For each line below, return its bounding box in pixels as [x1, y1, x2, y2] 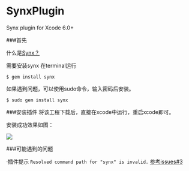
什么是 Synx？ [6, 49, 40, 56]
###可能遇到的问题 [6, 145, 53, 152]
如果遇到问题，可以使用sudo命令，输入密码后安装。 [6, 85, 134, 92]
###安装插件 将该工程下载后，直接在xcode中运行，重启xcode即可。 [6, 108, 175, 115]
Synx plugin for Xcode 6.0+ [6, 24, 74, 31]
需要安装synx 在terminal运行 [6, 62, 77, 69]
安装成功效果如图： [6, 121, 54, 128]
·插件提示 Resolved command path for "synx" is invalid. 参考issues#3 [6, 158, 183, 165]
